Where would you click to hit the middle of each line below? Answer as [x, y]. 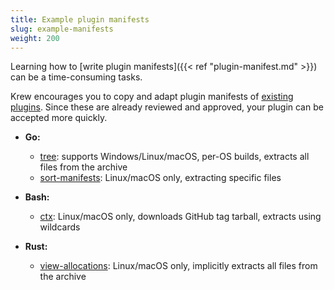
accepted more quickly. [59, 118]
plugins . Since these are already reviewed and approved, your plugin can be [167, 107]
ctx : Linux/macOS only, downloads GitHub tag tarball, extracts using [180, 217]
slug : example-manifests [62, 29]
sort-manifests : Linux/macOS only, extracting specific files [160, 178]
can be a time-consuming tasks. [76, 77]
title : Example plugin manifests [80, 19]
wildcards [60, 227]
